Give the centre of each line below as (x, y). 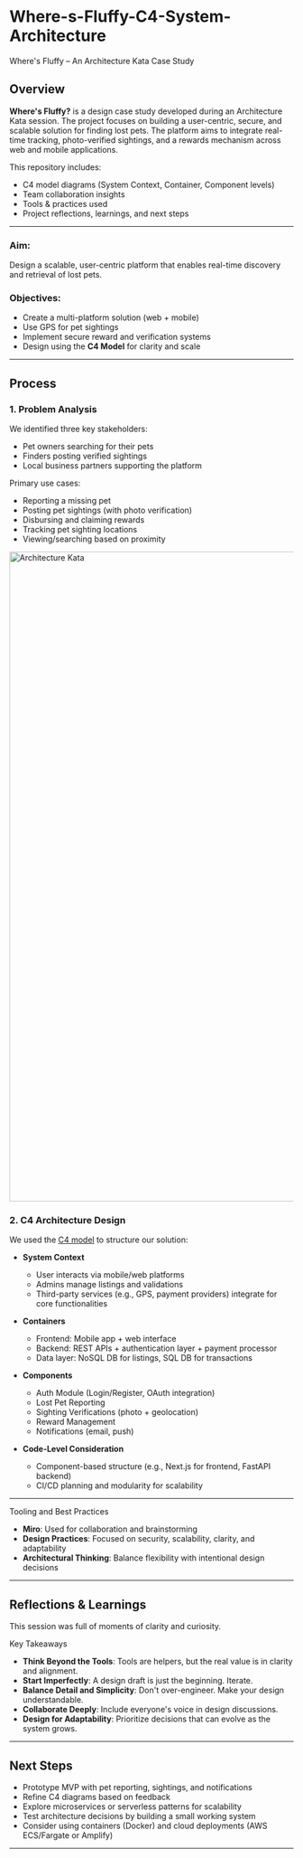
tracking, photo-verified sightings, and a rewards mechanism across (154, 140)
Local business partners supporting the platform (112, 466)
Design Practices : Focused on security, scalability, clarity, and (138, 1539)
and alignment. (50, 1671)
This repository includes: (55, 167)
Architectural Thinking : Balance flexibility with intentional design (143, 1558)
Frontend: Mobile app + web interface (106, 1339)
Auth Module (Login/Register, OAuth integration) (125, 1393)
